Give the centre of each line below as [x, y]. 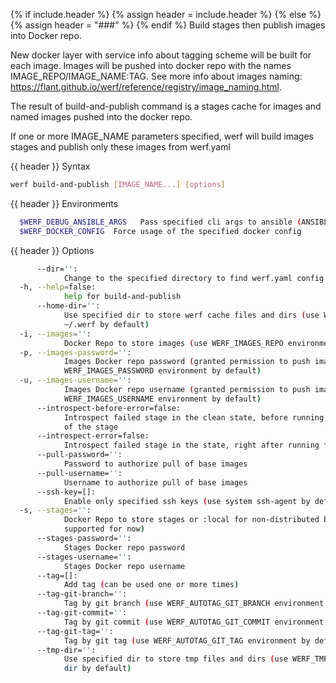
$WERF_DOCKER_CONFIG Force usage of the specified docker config [160, 231]
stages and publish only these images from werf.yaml [120, 147]
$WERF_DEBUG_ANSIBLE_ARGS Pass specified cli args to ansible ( [160, 222]
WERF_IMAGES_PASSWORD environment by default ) [162, 371]
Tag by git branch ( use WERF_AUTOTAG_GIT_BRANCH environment [194, 604]
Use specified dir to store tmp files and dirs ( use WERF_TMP [196, 659]
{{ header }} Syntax [50, 166]
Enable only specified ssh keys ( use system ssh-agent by [187, 501]
